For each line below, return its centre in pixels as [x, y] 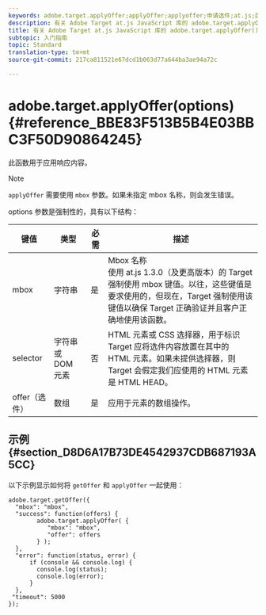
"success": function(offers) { [67, 514]
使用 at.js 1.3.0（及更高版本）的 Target [180, 272]
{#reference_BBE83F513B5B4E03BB [131, 123]
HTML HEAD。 [145, 382]
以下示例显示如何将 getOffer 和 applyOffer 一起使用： [96, 485]
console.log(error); [70, 576]
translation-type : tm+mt [49, 52]
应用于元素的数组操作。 [152, 403]
